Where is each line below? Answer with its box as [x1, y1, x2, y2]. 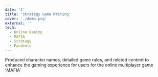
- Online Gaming [9, 30, 43, 35]
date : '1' [5, 7, 25, 12]
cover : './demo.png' [5, 16, 47, 21]
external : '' [5, 20, 32, 26]
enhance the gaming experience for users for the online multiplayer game [5, 62, 153, 68]
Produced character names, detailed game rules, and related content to [5, 57, 149, 62]
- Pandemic [9, 43, 32, 48]
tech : [5, 25, 16, 30]
